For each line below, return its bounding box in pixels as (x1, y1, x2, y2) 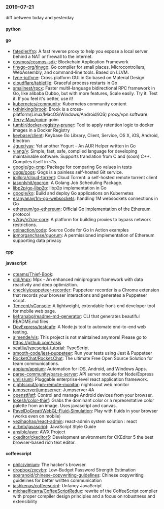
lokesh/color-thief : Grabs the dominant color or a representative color (12, 397, 154, 403)
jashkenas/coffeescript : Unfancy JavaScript (12, 483, 102, 489)
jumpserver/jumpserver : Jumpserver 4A (12, 387, 95, 393)
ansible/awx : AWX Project (12, 429, 66, 435)
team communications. (12, 360, 60, 367)
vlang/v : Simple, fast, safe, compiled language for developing (12, 148, 137, 154)
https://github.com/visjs (12, 339, 62, 345)
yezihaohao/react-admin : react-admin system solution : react (12, 418, 137, 424)
